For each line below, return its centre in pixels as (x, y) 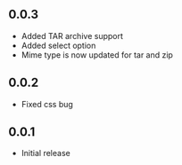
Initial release (45, 153)
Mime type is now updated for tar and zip (97, 55)
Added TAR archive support (72, 35)
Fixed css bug (47, 104)
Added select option (58, 45)
